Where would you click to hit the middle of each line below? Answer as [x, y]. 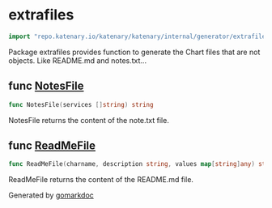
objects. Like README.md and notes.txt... [78, 60]
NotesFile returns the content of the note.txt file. [89, 120]
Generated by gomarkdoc [51, 195]
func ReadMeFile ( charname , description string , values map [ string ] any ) [132, 164]
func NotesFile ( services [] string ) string [81, 104]
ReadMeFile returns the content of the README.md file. [101, 180]
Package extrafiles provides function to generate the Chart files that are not [134, 52]
